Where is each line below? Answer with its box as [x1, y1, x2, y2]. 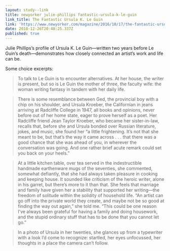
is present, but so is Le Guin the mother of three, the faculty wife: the [17, 81, 162, 87]
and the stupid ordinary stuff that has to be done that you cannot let [17, 214, 159, 220]
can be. [5, 56, 21, 61]
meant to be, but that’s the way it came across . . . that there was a [17, 134, 157, 140]
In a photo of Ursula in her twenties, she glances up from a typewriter [17, 229, 163, 235]
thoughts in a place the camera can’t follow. [17, 240, 109, 246]
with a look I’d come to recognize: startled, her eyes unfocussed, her [17, 235, 161, 240]
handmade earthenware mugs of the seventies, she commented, [17, 166, 153, 171]
